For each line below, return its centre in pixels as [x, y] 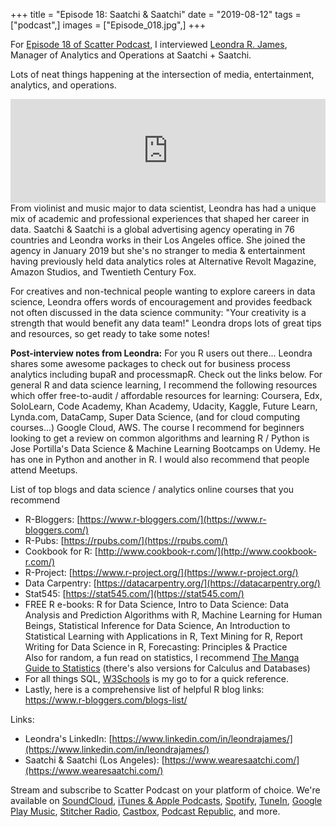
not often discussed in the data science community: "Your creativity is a [158, 312]
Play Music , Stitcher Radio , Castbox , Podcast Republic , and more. [145, 811]
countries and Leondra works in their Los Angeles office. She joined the [158, 240]
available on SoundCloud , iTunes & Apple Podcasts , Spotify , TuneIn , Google [166, 800]
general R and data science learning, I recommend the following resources [164, 385]
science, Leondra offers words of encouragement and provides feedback [161, 302]
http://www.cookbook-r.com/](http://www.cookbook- [207, 551]
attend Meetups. [44, 470]
